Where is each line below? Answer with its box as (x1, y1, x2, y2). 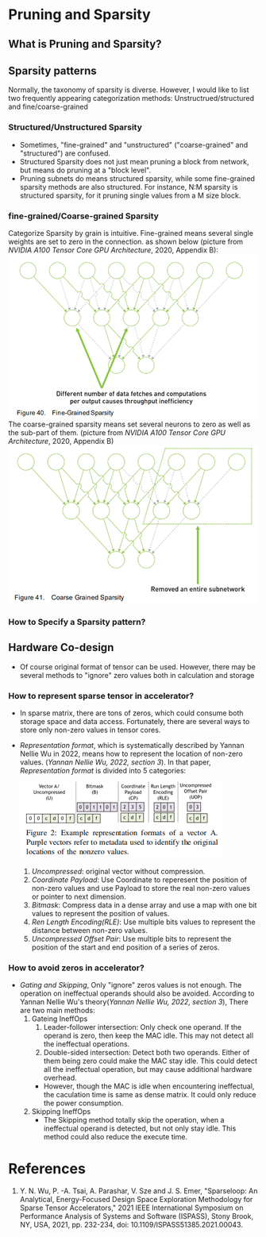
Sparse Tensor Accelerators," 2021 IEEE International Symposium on (19, 1203, 244, 1212)
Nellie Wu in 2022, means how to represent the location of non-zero (19, 749, 244, 758)
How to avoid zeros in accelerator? (8, 962, 145, 973)
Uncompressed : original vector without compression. (31, 866, 206, 876)
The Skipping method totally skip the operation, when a (43, 1116, 225, 1125)
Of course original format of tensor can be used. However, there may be (19, 661, 256, 672)
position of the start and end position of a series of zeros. (31, 942, 220, 952)
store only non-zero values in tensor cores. (19, 725, 161, 734)
